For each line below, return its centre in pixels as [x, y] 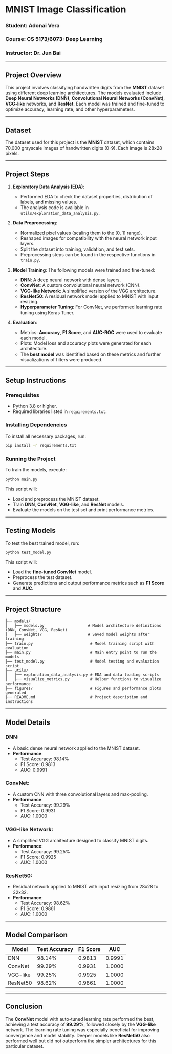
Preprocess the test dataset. [42, 577]
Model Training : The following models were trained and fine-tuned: [84, 270]
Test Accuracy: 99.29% [45, 805]
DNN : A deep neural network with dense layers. [71, 280]
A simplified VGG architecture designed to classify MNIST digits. [81, 840]
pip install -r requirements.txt [41, 445]
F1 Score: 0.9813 [38, 764]
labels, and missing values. [49, 202]
